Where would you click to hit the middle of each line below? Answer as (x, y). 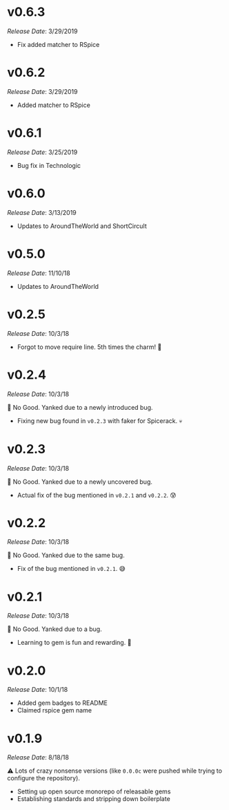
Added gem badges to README (62, 703)
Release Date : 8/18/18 (38, 757)
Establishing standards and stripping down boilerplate (93, 799)
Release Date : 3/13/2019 (42, 212)
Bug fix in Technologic (49, 165)
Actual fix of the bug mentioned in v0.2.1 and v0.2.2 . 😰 (97, 495)
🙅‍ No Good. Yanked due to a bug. (54, 629)
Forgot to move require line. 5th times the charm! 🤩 (89, 347)
